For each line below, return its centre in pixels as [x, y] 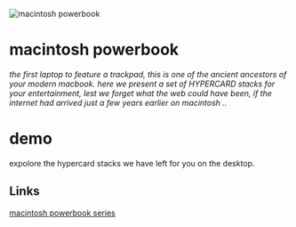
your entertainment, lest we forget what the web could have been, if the [141, 93]
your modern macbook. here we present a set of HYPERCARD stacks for [142, 84]
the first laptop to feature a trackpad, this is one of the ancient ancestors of [148, 74]
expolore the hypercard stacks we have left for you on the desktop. [132, 163]
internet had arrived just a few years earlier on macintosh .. [118, 102]
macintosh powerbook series [62, 213]
